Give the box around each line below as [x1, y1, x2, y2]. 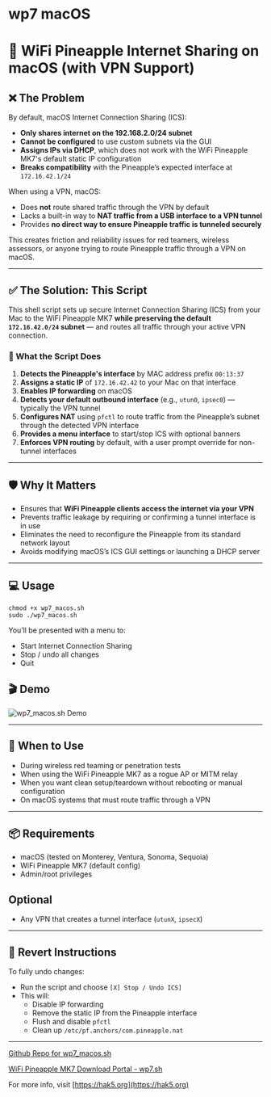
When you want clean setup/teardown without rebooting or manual [19, 777, 244, 788]
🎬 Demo [8, 683, 51, 696]
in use [19, 521, 41, 531]
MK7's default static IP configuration [19, 154, 142, 164]
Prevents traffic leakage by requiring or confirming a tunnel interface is [19, 512, 256, 522]
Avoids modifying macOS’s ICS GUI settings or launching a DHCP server [19, 547, 261, 557]
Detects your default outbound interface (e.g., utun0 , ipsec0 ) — [19, 395, 236, 405]
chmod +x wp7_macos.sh [8, 603, 85, 612]
